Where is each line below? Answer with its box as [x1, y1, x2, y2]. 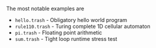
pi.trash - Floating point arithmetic [14, 29, 103, 36]
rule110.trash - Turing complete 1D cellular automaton [14, 23, 151, 30]
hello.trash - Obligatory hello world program [14, 17, 128, 23]
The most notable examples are [6, 5, 85, 12]
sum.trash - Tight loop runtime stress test [14, 36, 118, 42]
